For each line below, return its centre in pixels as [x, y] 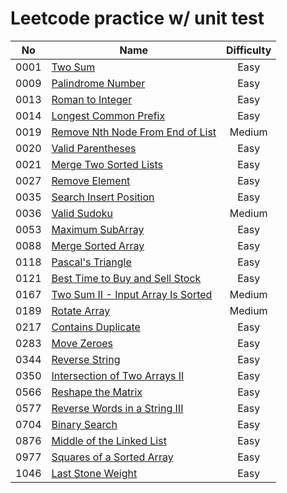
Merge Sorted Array [98, 245]
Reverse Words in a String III [117, 408]
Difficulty [249, 50]
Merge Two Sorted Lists [107, 164]
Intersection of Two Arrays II [118, 375]
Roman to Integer [92, 99]
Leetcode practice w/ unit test [137, 18]
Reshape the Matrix [97, 392]
